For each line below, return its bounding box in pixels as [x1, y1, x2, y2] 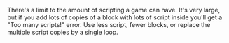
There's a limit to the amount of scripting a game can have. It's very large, [7, 6, 221, 14]
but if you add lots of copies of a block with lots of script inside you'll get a [7, 13, 223, 21]
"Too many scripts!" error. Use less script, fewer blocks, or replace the [7, 21, 211, 28]
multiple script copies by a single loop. [7, 28, 119, 36]
